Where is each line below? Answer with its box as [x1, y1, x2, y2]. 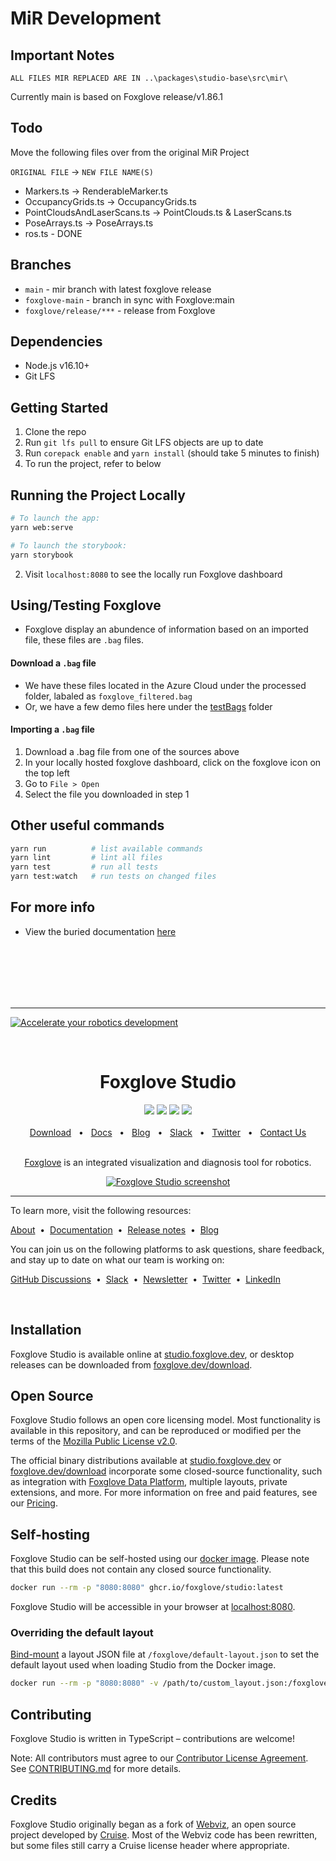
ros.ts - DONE [24, 227, 83, 239]
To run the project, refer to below [24, 458, 162, 470]
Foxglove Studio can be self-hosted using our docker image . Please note [10, 1553, 310, 1565]
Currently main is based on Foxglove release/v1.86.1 [10, 91, 223, 102]
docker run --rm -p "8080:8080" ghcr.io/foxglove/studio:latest [10, 1583, 284, 1593]
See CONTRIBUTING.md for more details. [10, 1763, 182, 1775]
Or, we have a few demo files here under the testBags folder [24, 700, 273, 712]
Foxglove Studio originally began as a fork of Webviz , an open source [10, 1818, 297, 1830]
